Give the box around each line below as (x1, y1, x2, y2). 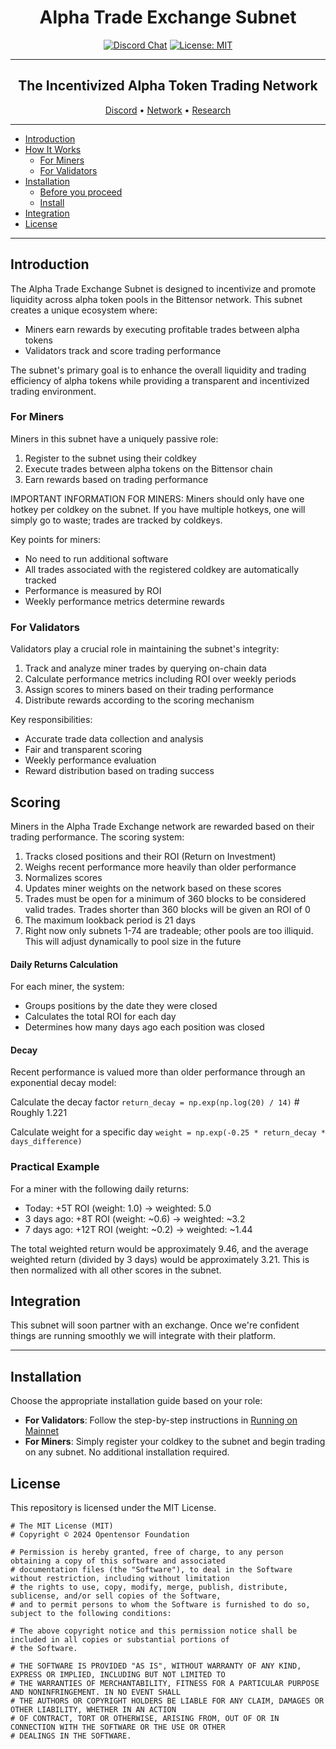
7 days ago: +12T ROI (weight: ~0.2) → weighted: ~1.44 (24, 1223, 253, 1235)
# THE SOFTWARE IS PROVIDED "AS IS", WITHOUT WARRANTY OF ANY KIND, (10, 1661, 302, 1671)
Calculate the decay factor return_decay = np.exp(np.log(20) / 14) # (10, 1096, 300, 1108)
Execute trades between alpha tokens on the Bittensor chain (24, 462, 273, 475)
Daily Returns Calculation (10, 958, 118, 970)
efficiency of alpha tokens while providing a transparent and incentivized (10, 374, 310, 386)
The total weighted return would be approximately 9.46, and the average (10, 1242, 309, 1255)
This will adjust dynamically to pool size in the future (24, 935, 242, 947)
